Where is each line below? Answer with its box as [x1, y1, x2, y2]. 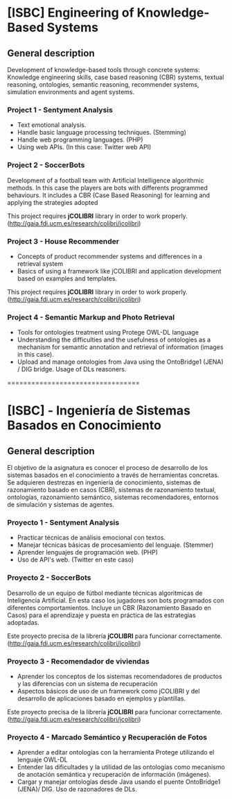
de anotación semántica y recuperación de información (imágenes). [17, 771, 211, 779]
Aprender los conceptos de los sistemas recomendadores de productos [17, 672, 223, 681]
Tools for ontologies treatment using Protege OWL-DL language [17, 328, 199, 337]
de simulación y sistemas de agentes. [7, 501, 114, 509]
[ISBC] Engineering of [7, 5, 134, 21]
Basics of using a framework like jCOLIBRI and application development [17, 267, 222, 275]
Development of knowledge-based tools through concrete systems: [7, 66, 200, 74]
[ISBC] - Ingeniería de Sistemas [7, 403, 190, 419]
